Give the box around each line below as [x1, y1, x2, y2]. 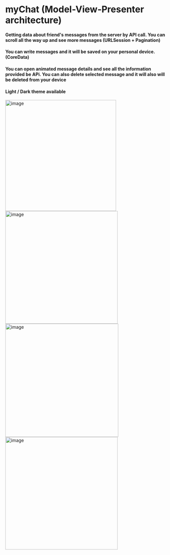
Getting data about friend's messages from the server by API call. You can [5, 32, 165, 38]
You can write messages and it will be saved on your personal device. [5, 49, 155, 55]
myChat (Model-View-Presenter [5, 4, 144, 15]
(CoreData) [5, 54, 30, 60]
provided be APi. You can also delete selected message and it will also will [5, 71, 165, 77]
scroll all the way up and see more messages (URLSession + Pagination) [5, 37, 161, 43]
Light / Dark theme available [5, 88, 66, 94]
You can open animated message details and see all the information [5, 65, 151, 72]
